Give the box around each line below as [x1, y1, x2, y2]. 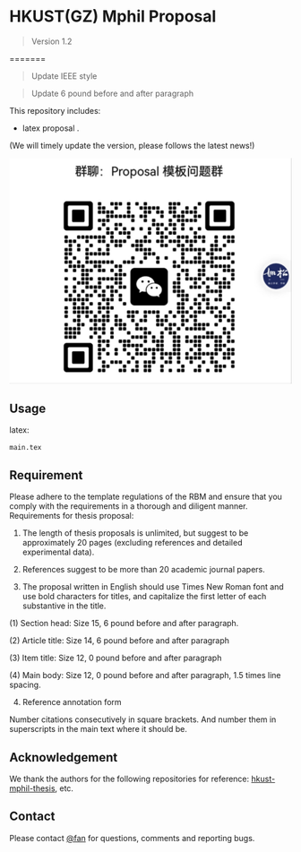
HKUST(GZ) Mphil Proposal [9, 6, 217, 27]
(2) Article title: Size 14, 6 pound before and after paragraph [9, 635, 230, 646]
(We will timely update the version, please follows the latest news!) [9, 140, 255, 151]
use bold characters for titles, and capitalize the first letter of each [21, 591, 267, 602]
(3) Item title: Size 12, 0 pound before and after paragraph [9, 652, 222, 664]
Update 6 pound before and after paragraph [30, 88, 194, 99]
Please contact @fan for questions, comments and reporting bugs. [9, 832, 255, 843]
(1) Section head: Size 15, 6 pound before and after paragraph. [9, 618, 239, 629]
